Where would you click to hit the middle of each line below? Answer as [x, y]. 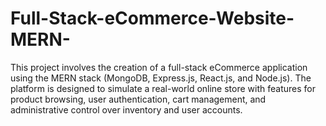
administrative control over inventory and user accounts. [126, 109]
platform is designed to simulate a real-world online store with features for [163, 88]
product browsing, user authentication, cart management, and [138, 99]
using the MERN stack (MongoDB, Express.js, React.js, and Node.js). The [161, 78]
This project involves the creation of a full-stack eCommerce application [159, 67]
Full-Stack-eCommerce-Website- [152, 18]
